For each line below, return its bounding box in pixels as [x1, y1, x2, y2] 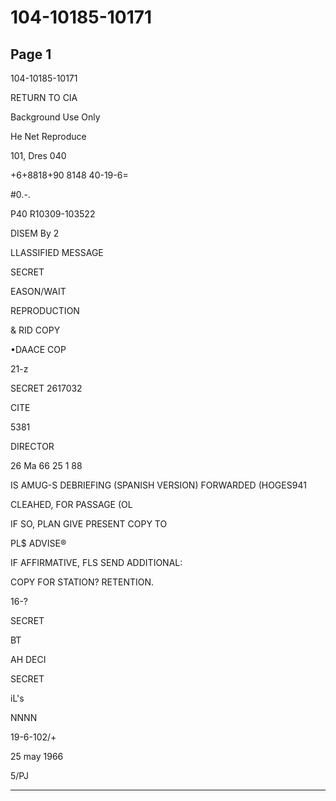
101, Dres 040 [10, 150, 67, 161]
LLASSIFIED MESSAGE [10, 247, 104, 258]
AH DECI [10, 654, 47, 665]
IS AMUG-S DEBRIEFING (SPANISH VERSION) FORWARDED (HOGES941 [10, 479, 307, 491]
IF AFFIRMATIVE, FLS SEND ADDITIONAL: [10, 557, 183, 568]
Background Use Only [10, 111, 101, 123]
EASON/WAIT [10, 286, 67, 297]
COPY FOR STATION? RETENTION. [10, 576, 155, 588]
